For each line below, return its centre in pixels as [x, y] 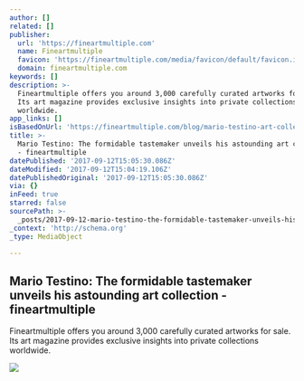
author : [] [30, 18]
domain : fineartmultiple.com [72, 69]
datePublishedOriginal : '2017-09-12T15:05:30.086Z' [109, 177]
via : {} [24, 186]
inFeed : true [34, 195]
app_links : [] [36, 119]
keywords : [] [34, 77]
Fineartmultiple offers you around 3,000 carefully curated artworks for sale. [150, 331]
